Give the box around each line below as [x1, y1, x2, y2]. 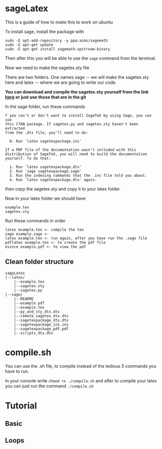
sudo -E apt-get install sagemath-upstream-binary [5, 47, 110, 51]
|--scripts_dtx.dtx [14, 331, 54, 335]
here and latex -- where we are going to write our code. [5, 79, 117, 85]
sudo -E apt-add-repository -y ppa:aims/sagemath [5, 38, 108, 43]
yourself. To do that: [5, 156, 51, 161]
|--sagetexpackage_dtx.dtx [14, 318, 69, 323]
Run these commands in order [5, 217, 66, 223]
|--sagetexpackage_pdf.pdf [14, 326, 69, 331]
